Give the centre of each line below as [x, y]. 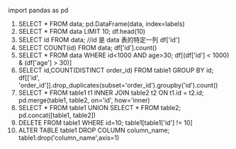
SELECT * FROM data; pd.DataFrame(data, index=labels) [101, 24]
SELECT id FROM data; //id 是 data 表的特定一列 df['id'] [99, 40]
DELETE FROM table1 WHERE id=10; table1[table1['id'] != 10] [106, 123]
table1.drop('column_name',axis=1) [69, 138]
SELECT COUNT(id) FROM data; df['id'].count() [88, 48]
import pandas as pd [38, 10]
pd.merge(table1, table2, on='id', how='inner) [84, 100]
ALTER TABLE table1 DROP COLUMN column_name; [94, 130]
